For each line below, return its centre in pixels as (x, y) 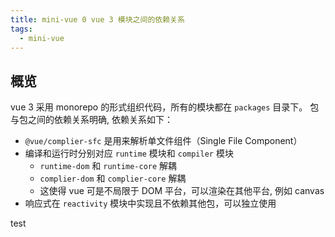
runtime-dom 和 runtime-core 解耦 (108, 166)
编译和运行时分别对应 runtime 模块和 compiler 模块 (129, 153)
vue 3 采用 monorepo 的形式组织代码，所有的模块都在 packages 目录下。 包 (165, 107)
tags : (21, 29)
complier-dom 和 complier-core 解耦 (113, 178)
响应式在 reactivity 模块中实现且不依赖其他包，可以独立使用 (150, 203)
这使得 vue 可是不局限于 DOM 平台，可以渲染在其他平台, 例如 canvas (182, 191)
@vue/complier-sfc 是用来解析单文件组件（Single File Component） (163, 141)
